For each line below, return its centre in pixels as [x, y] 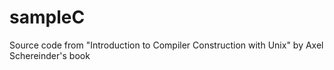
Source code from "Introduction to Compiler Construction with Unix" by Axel [166, 45]
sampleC [47, 17]
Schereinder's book [50, 55]
